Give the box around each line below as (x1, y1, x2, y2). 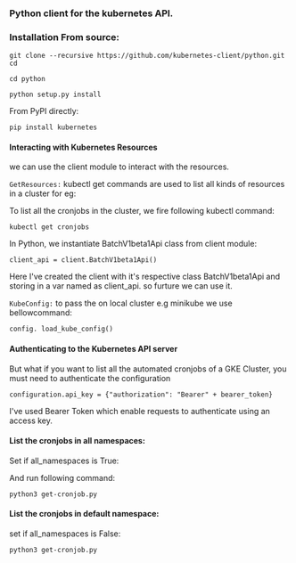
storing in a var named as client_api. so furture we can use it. (9, 281, 234, 291)
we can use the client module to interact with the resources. (9, 161, 230, 172)
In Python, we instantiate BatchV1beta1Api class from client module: (9, 239, 257, 249)
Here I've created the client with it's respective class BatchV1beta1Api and (9, 271, 281, 282)
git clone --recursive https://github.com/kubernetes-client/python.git (9, 52, 285, 61)
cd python (9, 75, 46, 84)
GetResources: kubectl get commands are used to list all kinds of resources (9, 179, 285, 190)
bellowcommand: (9, 307, 73, 318)
